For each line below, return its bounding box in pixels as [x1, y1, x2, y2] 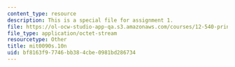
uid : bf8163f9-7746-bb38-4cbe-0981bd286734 [7, 50, 136, 57]
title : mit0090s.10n [7, 43, 68, 50]
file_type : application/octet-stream [7, 29, 117, 37]
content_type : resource [7, 10, 77, 17]
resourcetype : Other [7, 36, 68, 43]
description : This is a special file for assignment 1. [7, 17, 173, 24]
